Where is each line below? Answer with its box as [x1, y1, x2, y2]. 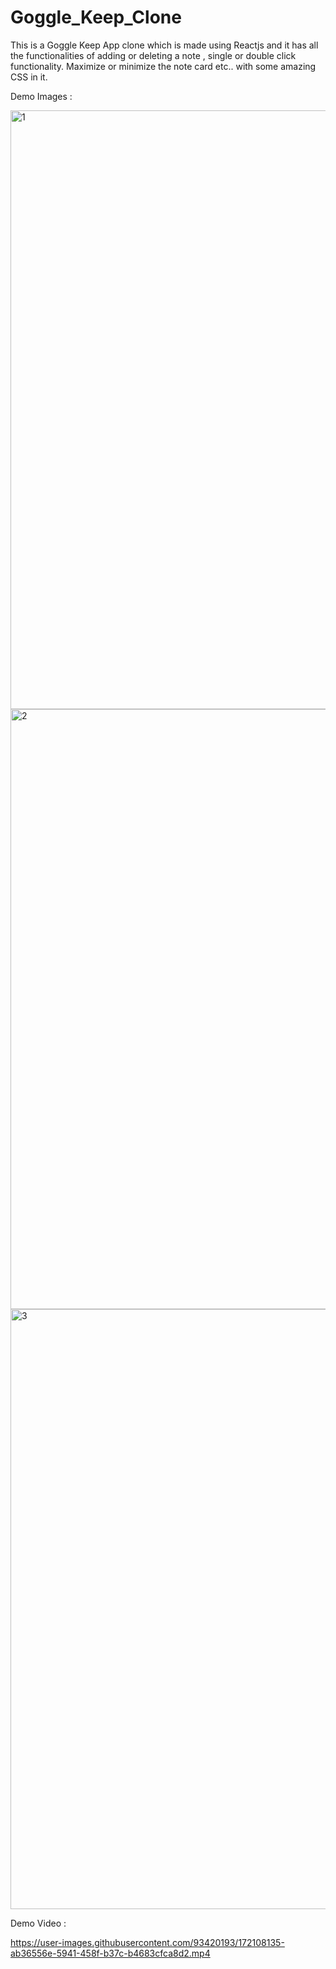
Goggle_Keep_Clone [10, 6, 182, 29]
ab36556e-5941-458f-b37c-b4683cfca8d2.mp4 [10, 1947, 211, 1959]
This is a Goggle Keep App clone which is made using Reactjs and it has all [10, 39, 319, 51]
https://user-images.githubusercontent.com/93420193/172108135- [10, 1936, 285, 1948]
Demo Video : [10, 1917, 67, 1929]
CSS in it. [10, 71, 48, 83]
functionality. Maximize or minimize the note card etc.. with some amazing [10, 60, 317, 72]
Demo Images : [10, 90, 73, 102]
